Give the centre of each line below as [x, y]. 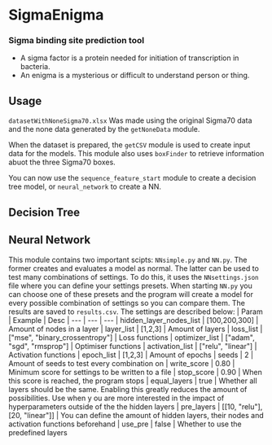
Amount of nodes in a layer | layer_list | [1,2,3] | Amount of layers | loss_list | [136, 329]
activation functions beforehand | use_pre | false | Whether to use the [125, 424]
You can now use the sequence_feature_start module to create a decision [132, 178]
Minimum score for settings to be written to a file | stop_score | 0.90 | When [136, 372]
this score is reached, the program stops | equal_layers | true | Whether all [133, 381]
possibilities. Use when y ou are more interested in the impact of [116, 398]
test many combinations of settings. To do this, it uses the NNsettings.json [134, 277]
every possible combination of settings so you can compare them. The [127, 303]
